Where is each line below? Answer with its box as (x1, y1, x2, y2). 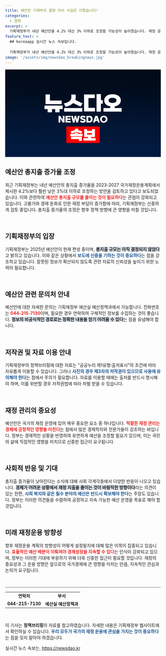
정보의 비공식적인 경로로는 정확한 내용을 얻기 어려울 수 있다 (11, 316, 124, 322)
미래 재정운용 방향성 (5, 528, 62, 537)
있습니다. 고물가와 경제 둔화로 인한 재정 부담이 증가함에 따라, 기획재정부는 (5, 200, 146, 206)
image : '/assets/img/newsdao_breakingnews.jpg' (5, 55, 105, 60)
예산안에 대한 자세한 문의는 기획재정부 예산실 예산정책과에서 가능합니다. (5, 304, 142, 310)
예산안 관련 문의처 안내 (5, 290, 70, 299)
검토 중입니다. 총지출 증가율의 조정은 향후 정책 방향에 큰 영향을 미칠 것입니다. (10, 207, 158, 213)
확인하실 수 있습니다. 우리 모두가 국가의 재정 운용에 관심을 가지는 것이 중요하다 (10, 628, 159, 635)
